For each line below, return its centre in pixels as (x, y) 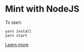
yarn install (18, 31)
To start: (14, 22)
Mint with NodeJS (42, 9)
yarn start (16, 35)
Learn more (17, 44)
